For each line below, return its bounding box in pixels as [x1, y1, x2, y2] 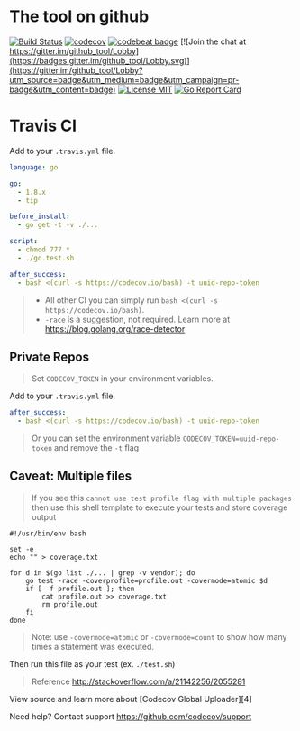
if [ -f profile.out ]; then [25, 584, 135, 593]
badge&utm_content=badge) [9, 84, 116, 95]
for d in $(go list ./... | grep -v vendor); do [9, 568, 195, 578]
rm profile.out [41, 599, 99, 609]
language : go [9, 162, 59, 172]
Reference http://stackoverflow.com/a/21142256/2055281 [31, 676, 246, 687]
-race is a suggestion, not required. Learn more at [44, 314, 231, 324]
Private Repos [9, 349, 90, 364]
